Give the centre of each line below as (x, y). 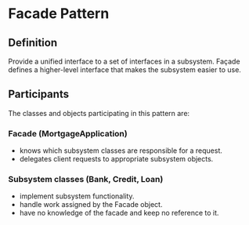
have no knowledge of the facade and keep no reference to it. (119, 213)
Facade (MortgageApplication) (68, 133)
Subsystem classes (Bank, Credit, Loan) (86, 180)
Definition (32, 43)
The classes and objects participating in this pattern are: (99, 113)
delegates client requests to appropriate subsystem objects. (116, 159)
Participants (38, 94)
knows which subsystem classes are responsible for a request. (121, 151)
